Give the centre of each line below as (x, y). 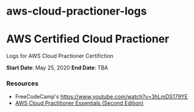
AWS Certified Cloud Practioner (88, 39)
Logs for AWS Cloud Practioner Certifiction (60, 56)
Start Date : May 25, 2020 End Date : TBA (57, 68)
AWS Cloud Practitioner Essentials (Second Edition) (79, 103)
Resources (22, 83)
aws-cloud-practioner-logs (77, 11)
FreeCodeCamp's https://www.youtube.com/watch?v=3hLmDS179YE (101, 97)
